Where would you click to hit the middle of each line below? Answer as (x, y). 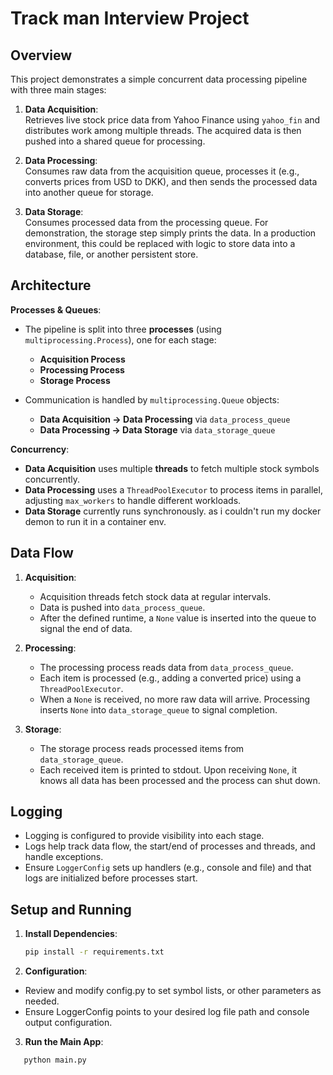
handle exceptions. (64, 857)
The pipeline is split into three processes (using (123, 329)
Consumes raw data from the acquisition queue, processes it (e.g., (162, 171)
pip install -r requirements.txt (94, 952)
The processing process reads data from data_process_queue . (166, 667)
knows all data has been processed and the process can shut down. (180, 780)
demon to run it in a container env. (95, 521)
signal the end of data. (86, 628)
